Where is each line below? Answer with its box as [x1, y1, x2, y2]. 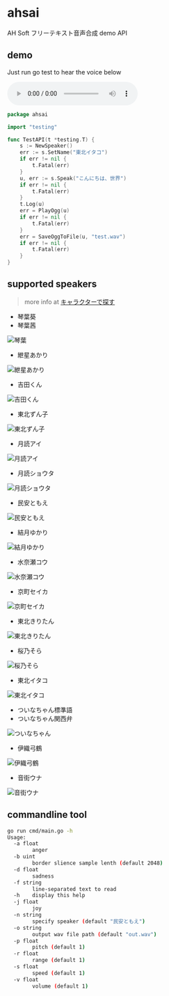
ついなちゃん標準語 [17, 705, 73, 714]
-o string [13, 924, 42, 931]
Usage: [7, 834, 26, 841]
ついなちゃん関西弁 [17, 714, 73, 722]
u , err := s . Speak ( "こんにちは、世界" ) [19, 175, 127, 182]
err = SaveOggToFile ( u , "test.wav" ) [19, 233, 127, 240]
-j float [13, 899, 39, 906]
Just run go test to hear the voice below [7, 68, 122, 76]
